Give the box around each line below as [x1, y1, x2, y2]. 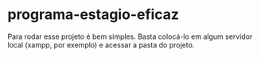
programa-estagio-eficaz [7, 6, 180, 24]
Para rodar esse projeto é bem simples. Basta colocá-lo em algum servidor [7, 32, 253, 41]
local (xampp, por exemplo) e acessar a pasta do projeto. [7, 40, 195, 49]
